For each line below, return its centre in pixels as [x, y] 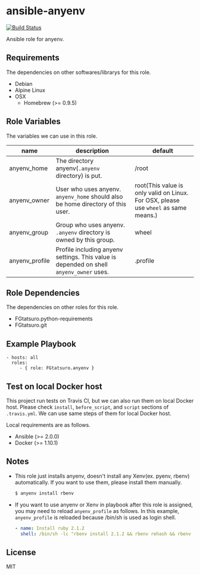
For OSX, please [157, 200]
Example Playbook [41, 344]
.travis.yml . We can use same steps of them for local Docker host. [89, 413]
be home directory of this [91, 204]
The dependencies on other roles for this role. [62, 307]
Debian [24, 84]
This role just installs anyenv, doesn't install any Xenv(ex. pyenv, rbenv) [102, 476]
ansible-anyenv [46, 11]
